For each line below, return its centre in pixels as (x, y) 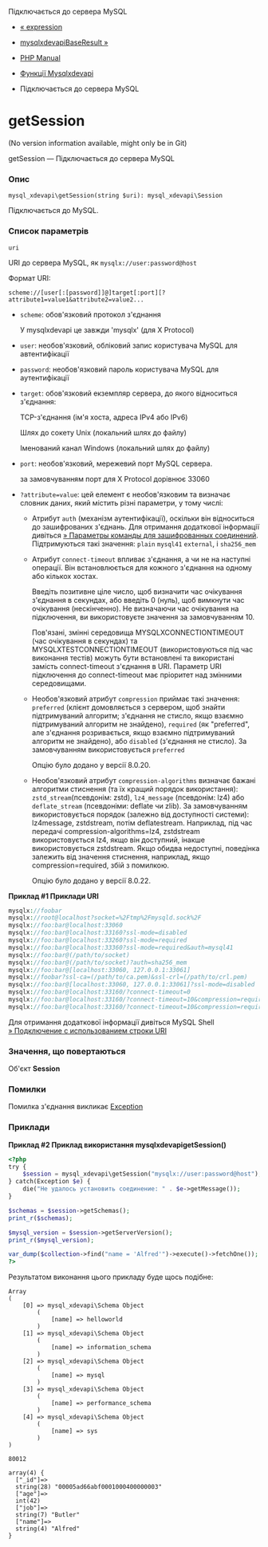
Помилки (27, 1089)
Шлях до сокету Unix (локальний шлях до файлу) (103, 432)
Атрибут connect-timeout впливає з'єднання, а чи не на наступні (141, 559)
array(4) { (26, 1473)
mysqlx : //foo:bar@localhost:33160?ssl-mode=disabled (98, 933)
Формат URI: (30, 278)
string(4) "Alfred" (48, 1529)
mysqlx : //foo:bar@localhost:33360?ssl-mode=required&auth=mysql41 (121, 947)
